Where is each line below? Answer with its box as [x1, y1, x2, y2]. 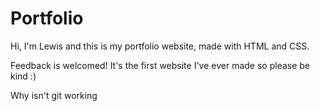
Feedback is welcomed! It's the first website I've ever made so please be [10, 59, 311, 71]
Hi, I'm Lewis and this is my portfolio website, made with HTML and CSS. [10, 40, 310, 52]
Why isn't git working [10, 89, 98, 101]
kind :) [10, 70, 37, 82]
